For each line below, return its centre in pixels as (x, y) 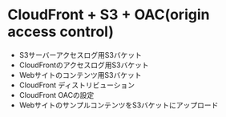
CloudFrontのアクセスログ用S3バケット (84, 65)
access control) (61, 32)
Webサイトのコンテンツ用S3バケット (80, 75)
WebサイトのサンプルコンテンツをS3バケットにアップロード (119, 105)
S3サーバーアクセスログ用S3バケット (80, 54)
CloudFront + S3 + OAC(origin (109, 15)
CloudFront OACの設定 (56, 95)
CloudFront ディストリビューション (77, 85)
